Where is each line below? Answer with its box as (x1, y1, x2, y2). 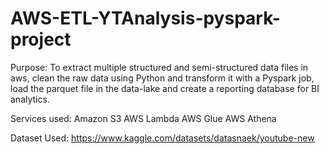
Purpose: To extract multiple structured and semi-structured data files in (10, 61, 309, 73)
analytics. (10, 93, 50, 105)
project (10, 28, 72, 51)
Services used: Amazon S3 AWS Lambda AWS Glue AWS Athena (10, 112, 277, 124)
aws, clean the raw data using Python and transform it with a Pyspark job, (10, 72, 315, 84)
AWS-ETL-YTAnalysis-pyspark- (10, 7, 281, 30)
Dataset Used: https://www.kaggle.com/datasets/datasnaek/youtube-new (10, 132, 315, 144)
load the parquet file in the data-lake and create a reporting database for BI (10, 82, 320, 94)
